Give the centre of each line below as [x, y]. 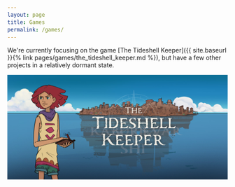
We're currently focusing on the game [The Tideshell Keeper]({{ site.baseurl [117, 50]
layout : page [26, 15]
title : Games [26, 22]
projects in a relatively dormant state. [61, 65]
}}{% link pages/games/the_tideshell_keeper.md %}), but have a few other [114, 58]
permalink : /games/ [36, 29]
